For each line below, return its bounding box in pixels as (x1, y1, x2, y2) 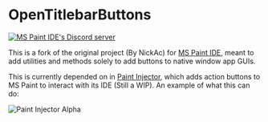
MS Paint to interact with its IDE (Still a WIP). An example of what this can (8, 80, 250, 90)
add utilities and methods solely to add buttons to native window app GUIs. (8, 56, 256, 66)
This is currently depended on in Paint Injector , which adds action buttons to (8, 71, 261, 81)
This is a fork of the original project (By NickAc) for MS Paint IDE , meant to (8, 47, 254, 57)
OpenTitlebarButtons (8, 6, 152, 24)
